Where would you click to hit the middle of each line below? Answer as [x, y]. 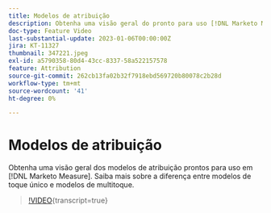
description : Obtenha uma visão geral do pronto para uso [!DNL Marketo [133, 23]
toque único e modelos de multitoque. [71, 185]
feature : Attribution [45, 69]
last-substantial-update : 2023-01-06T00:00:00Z [90, 38]
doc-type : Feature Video [50, 31]
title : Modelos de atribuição [59, 16]
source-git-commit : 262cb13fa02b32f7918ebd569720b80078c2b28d [115, 76]
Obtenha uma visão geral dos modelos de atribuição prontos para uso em [131, 168]
